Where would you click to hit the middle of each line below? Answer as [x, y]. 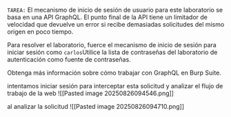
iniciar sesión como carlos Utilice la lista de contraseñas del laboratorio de [112, 52]
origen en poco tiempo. [40, 31]
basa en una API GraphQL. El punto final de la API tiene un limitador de [108, 17]
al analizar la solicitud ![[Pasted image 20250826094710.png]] [96, 106]
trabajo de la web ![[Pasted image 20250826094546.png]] [91, 93]
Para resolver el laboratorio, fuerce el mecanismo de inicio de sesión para [112, 45]
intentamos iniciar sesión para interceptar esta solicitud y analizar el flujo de [115, 86]
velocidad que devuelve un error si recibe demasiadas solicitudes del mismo [116, 24]
